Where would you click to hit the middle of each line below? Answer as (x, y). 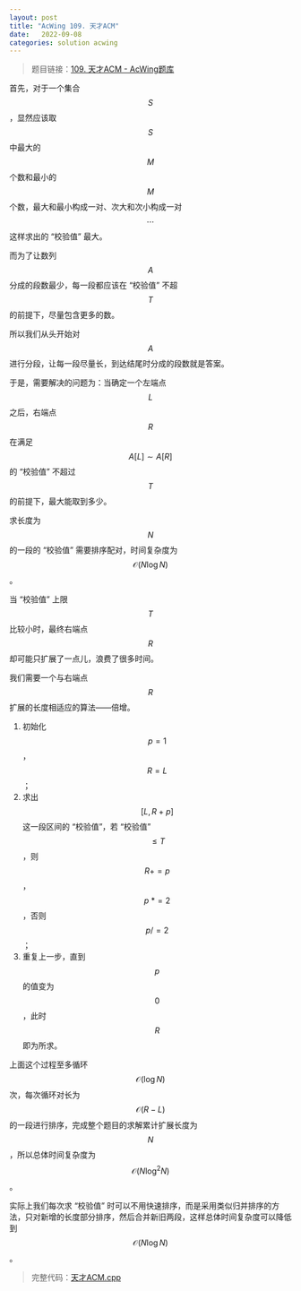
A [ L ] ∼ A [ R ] (150, 457)
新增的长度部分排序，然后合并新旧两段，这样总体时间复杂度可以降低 (166, 1217)
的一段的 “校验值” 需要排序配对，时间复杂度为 (94, 550)
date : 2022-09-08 (46, 34)
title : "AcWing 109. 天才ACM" (64, 26)
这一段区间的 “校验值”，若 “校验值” (86, 827)
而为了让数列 (33, 255)
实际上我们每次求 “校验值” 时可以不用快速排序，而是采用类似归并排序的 (141, 1205)
